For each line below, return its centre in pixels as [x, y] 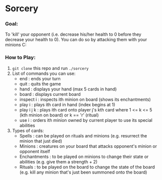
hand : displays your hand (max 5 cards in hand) [68, 89]
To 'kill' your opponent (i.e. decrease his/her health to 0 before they [73, 34]
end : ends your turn [40, 78]
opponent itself [35, 151]
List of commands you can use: [44, 73]
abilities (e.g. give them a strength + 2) [58, 161]
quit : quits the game [40, 84]
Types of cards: [28, 131]
